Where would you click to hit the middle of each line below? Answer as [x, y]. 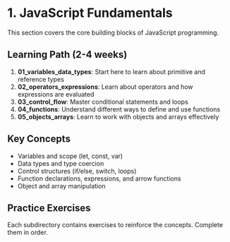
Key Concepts [39, 139]
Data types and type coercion [61, 163]
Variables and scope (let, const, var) [70, 156]
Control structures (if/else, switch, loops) [77, 171]
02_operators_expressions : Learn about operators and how [105, 87]
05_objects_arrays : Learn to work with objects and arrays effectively [118, 116]
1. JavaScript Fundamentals [90, 13]
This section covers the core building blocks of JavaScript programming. [113, 32]
